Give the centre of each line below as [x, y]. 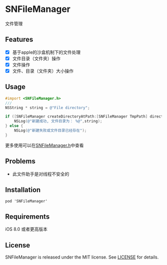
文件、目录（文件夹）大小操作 [43, 71]
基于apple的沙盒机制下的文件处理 [46, 52]
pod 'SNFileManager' [27, 201]
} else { [14, 126]
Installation [23, 190]
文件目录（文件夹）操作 [36, 58]
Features [19, 40]
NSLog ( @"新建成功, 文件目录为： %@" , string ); [58, 121]
